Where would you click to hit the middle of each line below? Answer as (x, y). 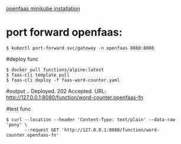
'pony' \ (17, 125)
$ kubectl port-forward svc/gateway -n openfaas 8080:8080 (80, 48)
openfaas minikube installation (43, 9)
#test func (19, 109)
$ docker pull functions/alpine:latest (55, 70)
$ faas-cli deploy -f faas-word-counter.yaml (63, 80)
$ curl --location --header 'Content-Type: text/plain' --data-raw (91, 120)
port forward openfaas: (64, 32)
